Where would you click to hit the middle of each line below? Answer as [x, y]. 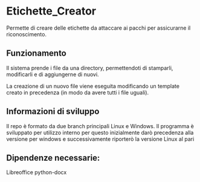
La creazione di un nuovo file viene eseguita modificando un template [93, 86]
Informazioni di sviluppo [53, 112]
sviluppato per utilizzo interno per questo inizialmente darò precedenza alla [100, 132]
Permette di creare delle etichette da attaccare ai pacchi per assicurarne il [98, 28]
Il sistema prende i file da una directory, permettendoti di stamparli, [90, 68]
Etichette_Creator [51, 11]
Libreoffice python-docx [37, 172]
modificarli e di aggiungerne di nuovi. [53, 74]
